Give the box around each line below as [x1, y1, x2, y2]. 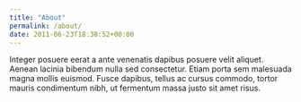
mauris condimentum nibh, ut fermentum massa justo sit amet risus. [9, 82, 261, 94]
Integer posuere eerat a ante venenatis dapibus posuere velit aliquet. [9, 55, 264, 65]
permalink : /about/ [9, 21, 83, 30]
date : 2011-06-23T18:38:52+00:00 [9, 30, 135, 38]
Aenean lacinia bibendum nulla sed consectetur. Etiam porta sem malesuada [9, 64, 292, 74]
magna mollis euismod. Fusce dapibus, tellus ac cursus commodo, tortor [9, 73, 279, 84]
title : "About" [9, 13, 66, 22]
